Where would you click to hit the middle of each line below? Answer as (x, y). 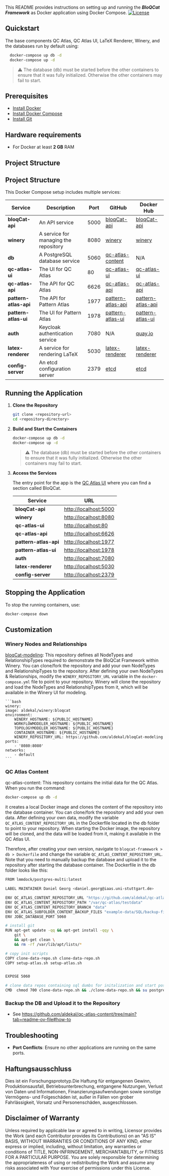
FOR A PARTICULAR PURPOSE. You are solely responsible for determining (82, 1157)
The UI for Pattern (60, 313)
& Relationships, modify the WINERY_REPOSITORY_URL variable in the (73, 677)
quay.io (144, 333)
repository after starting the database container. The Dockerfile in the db (80, 865)
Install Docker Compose (37, 114)
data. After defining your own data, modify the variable (62, 818)
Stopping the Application (45, 593)
